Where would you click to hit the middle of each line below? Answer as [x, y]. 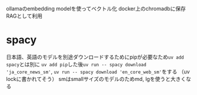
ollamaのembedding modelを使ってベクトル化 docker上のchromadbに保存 [96, 9]
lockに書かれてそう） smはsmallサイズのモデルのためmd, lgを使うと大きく [96, 79]
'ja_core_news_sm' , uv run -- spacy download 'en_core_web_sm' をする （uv [98, 72]
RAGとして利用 [24, 16]
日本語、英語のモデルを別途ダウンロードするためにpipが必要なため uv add [95, 57]
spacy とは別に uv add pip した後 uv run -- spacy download [76, 64]
